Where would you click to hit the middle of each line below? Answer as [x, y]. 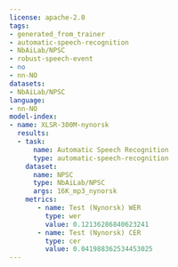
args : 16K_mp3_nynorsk [75, 191]
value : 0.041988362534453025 [99, 249]
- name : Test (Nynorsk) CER [89, 232]
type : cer [63, 241]
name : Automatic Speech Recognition [101, 150]
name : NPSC [53, 174]
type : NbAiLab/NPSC [69, 183]
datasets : [28, 84]
